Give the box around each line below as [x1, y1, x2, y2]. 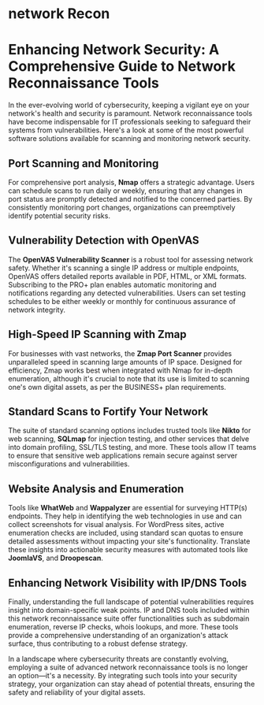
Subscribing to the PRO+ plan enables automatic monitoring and [8, 280, 217, 289]
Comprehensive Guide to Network [8, 58, 236, 76]
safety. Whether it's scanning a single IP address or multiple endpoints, [8, 263, 240, 273]
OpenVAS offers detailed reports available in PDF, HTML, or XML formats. [8, 271, 247, 280]
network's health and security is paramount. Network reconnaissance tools [8, 109, 253, 118]
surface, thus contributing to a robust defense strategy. [8, 639, 188, 648]
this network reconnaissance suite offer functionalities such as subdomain [8, 614, 250, 623]
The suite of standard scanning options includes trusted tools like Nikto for [8, 426, 251, 436]
